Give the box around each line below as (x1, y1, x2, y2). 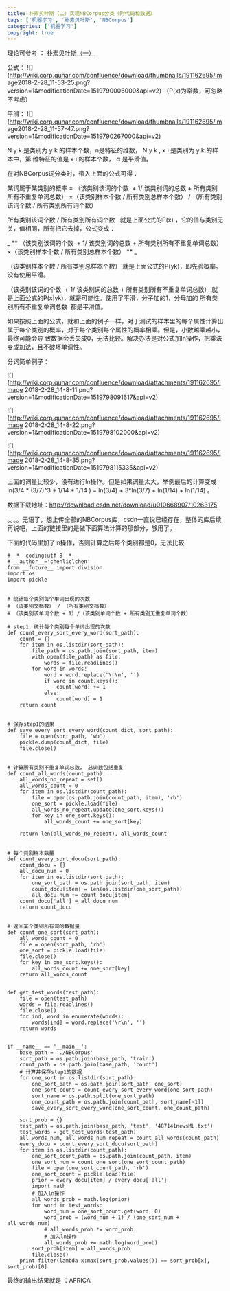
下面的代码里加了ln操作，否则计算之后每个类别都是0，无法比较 (7, 538, 185, 547)
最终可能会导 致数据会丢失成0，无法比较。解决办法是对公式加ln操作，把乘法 (7, 334, 222, 343)
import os (7, 571, 36, 578)
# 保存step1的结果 (7, 721, 55, 728)
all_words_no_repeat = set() (19, 777, 103, 784)
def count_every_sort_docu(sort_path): (7, 856, 122, 862)
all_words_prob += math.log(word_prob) (43, 1239, 158, 1246)
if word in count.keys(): (43, 678, 118, 685)
